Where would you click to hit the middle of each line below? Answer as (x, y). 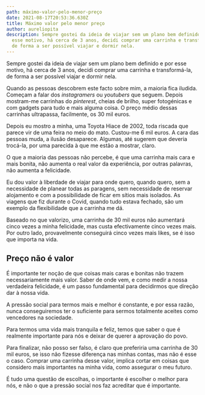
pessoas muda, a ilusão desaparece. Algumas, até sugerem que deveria (97, 139)
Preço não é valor (40, 259)
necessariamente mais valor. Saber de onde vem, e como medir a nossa (97, 280)
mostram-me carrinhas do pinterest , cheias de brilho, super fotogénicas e (99, 101)
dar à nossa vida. (28, 292)
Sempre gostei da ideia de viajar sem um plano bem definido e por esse (97, 63)
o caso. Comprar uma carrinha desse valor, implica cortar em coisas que (98, 360)
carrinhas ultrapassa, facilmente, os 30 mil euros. (69, 114)
